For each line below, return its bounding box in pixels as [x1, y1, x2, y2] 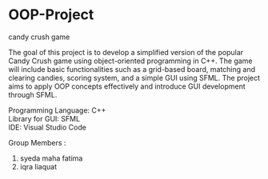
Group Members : [8, 137, 66, 147]
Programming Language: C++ [8, 105, 106, 115]
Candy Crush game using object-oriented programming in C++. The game [8, 56, 253, 66]
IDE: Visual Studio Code [8, 122, 86, 132]
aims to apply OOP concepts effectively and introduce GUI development [8, 82, 246, 91]
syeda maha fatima [19, 153, 83, 163]
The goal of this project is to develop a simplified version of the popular [8, 47, 244, 57]
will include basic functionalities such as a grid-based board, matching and [8, 64, 256, 74]
